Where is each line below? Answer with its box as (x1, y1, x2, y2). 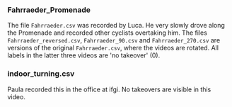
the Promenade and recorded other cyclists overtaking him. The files (7, 28, 207, 37)
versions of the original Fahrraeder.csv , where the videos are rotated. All (7, 44, 219, 52)
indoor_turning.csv (7, 69, 75, 79)
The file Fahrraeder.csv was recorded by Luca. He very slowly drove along (7, 21, 225, 30)
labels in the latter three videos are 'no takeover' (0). (7, 51, 161, 60)
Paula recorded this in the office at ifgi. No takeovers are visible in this (7, 85, 211, 94)
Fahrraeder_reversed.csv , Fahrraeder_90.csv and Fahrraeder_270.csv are (7, 36, 221, 45)
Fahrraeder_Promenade (7, 5, 91, 15)
